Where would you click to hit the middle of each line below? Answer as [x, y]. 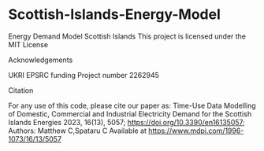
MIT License [28, 44]
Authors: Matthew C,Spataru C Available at [78, 131]
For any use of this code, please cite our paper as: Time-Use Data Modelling [132, 105]
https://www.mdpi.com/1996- [196, 131]
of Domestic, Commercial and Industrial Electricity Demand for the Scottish [130, 114]
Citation [21, 90]
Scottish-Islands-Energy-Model [114, 15]
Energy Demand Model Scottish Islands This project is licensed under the [127, 36]
